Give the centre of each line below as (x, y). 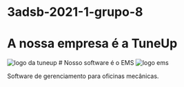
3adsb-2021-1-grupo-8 (75, 12)
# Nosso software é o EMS (96, 63)
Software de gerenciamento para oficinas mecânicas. (83, 76)
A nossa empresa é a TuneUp (92, 44)
